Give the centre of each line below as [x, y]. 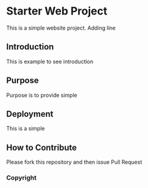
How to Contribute [42, 147]
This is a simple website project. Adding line [61, 28]
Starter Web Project [57, 11]
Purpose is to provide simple [42, 95]
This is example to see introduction [50, 61]
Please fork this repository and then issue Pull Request [74, 162]
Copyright [21, 178]
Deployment [30, 114]
